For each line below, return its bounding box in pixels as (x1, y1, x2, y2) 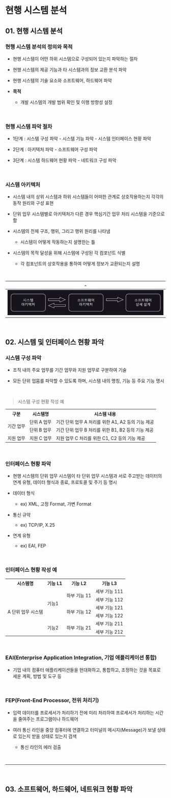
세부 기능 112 (95, 596, 124, 602)
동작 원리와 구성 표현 (12, 200, 54, 206)
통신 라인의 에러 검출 (20, 744, 62, 750)
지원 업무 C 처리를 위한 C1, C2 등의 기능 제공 (55, 435, 146, 441)
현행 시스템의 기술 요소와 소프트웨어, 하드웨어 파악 (12, 77, 112, 83)
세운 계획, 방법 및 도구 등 (12, 673, 62, 679)
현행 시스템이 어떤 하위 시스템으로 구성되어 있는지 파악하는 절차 (12, 56, 138, 62)
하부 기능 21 (66, 625, 92, 631)
